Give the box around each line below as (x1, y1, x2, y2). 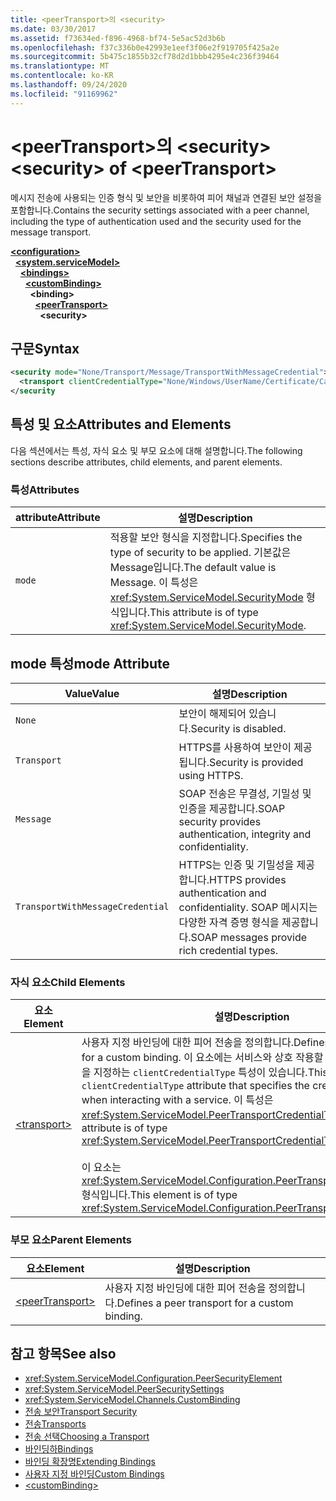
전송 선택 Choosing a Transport (24, 1431, 150, 1443)
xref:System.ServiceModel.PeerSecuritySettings (24, 1383, 225, 1395)
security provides (178, 814, 262, 828)
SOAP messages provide (190, 930, 307, 944)
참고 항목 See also (10, 1345, 117, 1362)
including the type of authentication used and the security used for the (10, 215, 302, 227)
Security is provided (209, 755, 304, 769)
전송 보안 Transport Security (24, 1406, 138, 1418)
